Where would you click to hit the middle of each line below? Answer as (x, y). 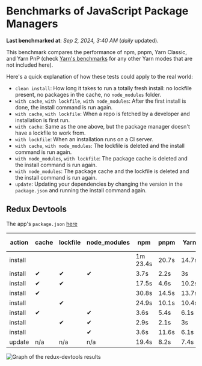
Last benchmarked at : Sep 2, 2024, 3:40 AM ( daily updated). (83, 40)
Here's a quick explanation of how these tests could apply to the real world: (100, 76)
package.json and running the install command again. (81, 190)
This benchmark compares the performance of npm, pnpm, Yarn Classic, (97, 52)
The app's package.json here (42, 224)
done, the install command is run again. (64, 107)
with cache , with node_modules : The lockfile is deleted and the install (100, 145)
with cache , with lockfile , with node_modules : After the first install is (100, 101)
